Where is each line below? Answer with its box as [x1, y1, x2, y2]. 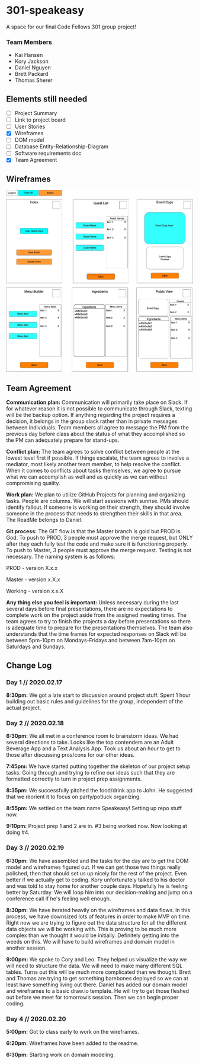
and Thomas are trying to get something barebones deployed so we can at [6, 974, 188, 982]
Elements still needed [6, 94, 88, 104]
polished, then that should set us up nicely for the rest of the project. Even [6, 869, 187, 877]
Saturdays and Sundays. [6, 643, 66, 650]
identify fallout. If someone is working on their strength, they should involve [6, 504, 191, 511]
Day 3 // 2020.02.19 [6, 843, 64, 852]
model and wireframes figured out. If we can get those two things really [6, 864, 181, 871]
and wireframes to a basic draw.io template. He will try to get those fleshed [6, 987, 190, 994]
